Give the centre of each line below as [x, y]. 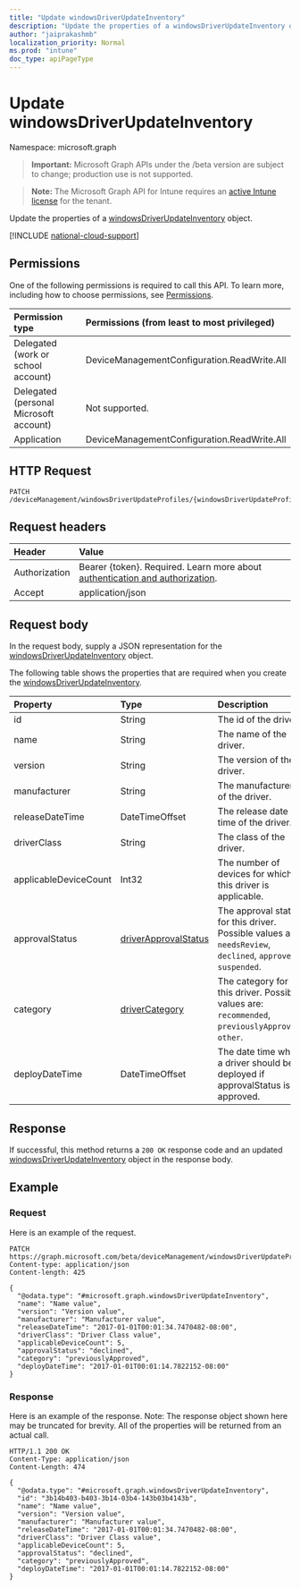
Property [33, 705]
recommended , [244, 1015]
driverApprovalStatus [165, 939]
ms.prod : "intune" [43, 51]
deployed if [241, 1075]
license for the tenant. [71, 200]
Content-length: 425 [48, 1272]
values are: [241, 1004]
